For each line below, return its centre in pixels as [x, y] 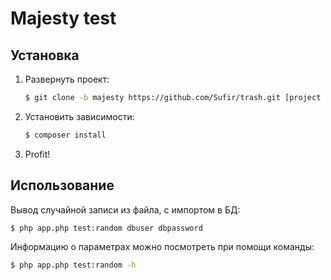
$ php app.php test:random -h [73, 265]
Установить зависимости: [79, 116]
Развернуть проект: [67, 79]
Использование [62, 185]
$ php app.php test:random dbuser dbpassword [106, 228]
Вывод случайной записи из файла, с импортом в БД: [125, 209]
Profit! [37, 154]
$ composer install [65, 135]
